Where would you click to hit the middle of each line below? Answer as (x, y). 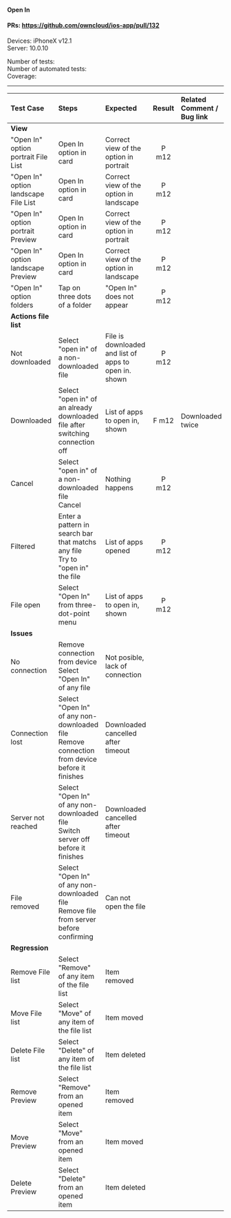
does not (120, 296)
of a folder (75, 305)
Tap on (69, 287)
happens (120, 487)
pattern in (74, 525)
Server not (27, 818)
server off (74, 839)
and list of (121, 353)
